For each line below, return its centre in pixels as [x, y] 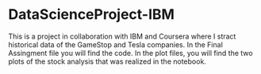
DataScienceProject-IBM [91, 15]
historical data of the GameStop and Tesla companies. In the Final [116, 44]
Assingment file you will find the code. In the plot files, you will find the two [130, 53]
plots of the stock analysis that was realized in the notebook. [107, 61]
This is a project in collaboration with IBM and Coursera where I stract [122, 36]
